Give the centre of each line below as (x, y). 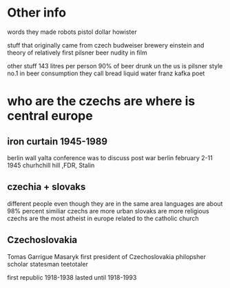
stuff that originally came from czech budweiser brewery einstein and (106, 45)
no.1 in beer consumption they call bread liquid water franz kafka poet (106, 73)
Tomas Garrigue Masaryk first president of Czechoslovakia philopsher (107, 256)
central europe (50, 116)
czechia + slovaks (46, 187)
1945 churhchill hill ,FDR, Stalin (51, 165)
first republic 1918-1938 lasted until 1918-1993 (72, 277)
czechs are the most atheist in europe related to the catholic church (103, 218)
